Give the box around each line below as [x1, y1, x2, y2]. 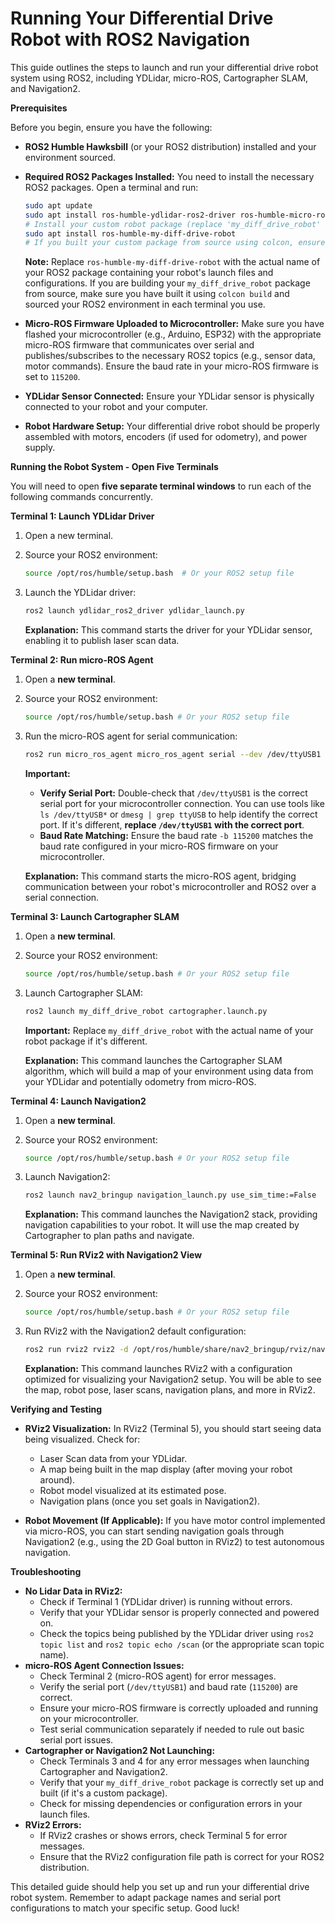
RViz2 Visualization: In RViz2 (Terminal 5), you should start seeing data [24, 1423, 322, 1435]
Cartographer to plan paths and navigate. [24, 1230, 195, 1242]
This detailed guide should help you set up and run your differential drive [10, 1881, 310, 1893]
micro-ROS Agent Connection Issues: [24, 1660, 185, 1672]
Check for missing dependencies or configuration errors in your [39, 1798, 303, 1810]
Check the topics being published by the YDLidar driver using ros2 [39, 1628, 314, 1640]
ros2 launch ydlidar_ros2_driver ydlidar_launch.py [24, 606, 245, 616]
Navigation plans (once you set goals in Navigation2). [39, 1495, 261, 1507]
